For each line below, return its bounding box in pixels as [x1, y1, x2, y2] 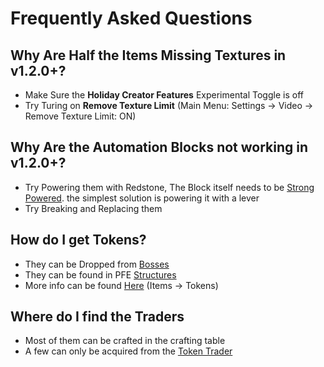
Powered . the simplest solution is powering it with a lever [24, 192, 260, 204]
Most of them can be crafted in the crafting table [24, 335, 226, 347]
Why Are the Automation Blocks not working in [10, 139, 309, 156]
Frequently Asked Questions [10, 7, 253, 30]
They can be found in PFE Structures [24, 268, 177, 281]
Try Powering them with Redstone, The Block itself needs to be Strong [24, 181, 315, 193]
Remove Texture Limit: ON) [24, 110, 137, 122]
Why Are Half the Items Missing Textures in [10, 47, 287, 64]
